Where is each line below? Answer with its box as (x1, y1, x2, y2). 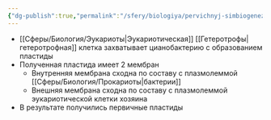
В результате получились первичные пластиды (19, 102, 184, 112)
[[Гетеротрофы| (195, 34, 249, 43)
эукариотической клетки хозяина (31, 93, 148, 103)
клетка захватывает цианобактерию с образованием (78, 42, 263, 52)
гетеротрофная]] (19, 42, 78, 52)
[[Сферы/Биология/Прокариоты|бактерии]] (31, 77, 181, 86)
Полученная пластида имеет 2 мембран (19, 60, 159, 69)
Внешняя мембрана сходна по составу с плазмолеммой (31, 85, 228, 95)
